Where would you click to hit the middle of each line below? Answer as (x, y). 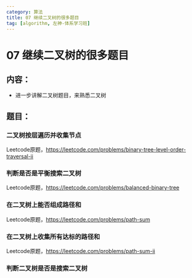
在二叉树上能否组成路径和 (44, 205)
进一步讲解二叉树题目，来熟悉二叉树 (61, 96)
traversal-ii (20, 156)
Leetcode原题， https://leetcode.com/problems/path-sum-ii (81, 251)
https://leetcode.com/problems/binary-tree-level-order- (116, 150)
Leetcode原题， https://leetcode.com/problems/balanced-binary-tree (93, 188)
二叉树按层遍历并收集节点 (44, 135)
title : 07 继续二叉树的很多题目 (43, 18)
